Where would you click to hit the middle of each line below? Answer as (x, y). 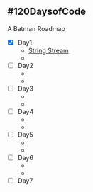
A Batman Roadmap (36, 28)
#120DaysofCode (47, 12)
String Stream (48, 50)
